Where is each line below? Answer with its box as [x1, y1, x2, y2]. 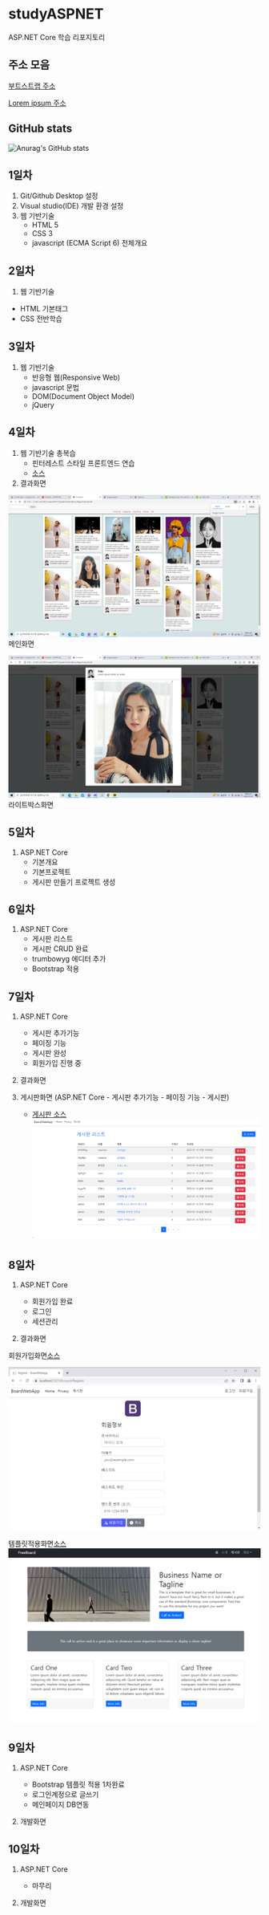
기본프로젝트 [31, 867, 71, 876]
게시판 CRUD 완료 [31, 944, 89, 953]
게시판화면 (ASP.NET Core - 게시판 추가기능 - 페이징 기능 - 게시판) [19, 1092, 230, 1102]
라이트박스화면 [8, 799, 54, 809]
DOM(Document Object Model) [31, 392, 134, 401]
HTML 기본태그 [19, 304, 69, 314]
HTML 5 [31, 220, 58, 230]
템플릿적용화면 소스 [8, 1539, 66, 1549]
